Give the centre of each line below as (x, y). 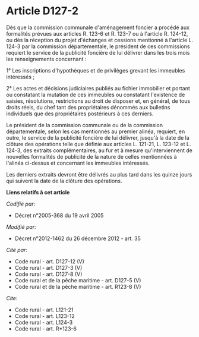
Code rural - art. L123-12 (45, 316)
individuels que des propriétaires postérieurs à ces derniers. (80, 114)
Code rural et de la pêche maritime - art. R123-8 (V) (78, 286)
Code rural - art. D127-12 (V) (50, 261)
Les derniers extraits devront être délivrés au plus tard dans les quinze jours (99, 174)
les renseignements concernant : (47, 59)
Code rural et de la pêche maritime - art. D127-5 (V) (78, 280)
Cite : (12, 298)
